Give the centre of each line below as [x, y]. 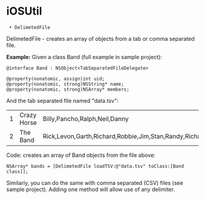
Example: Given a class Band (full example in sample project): [84, 57]
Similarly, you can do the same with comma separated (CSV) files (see [95, 183]
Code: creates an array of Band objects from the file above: [81, 155]
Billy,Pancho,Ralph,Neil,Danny [86, 119]
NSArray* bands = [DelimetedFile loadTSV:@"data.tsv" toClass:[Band [95, 166]
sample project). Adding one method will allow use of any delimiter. [91, 189]
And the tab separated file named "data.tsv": [63, 100]
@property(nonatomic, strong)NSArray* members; [68, 89]
